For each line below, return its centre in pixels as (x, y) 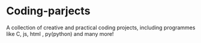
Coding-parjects (48, 11)
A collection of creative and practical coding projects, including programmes (101, 27)
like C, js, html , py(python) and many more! (60, 33)
